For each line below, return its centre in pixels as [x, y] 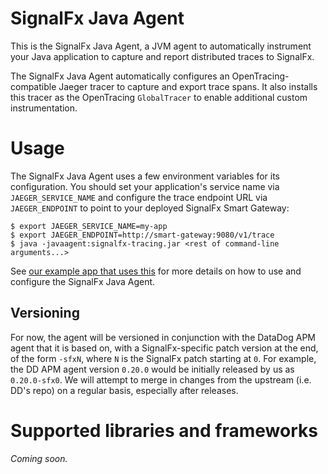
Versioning [45, 313]
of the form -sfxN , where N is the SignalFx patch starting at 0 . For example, [163, 358]
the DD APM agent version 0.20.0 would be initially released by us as [152, 369]
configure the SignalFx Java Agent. [83, 281]
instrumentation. [44, 108]
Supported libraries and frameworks [164, 430]
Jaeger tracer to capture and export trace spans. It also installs [188, 86]
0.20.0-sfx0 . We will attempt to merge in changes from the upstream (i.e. [161, 379]
